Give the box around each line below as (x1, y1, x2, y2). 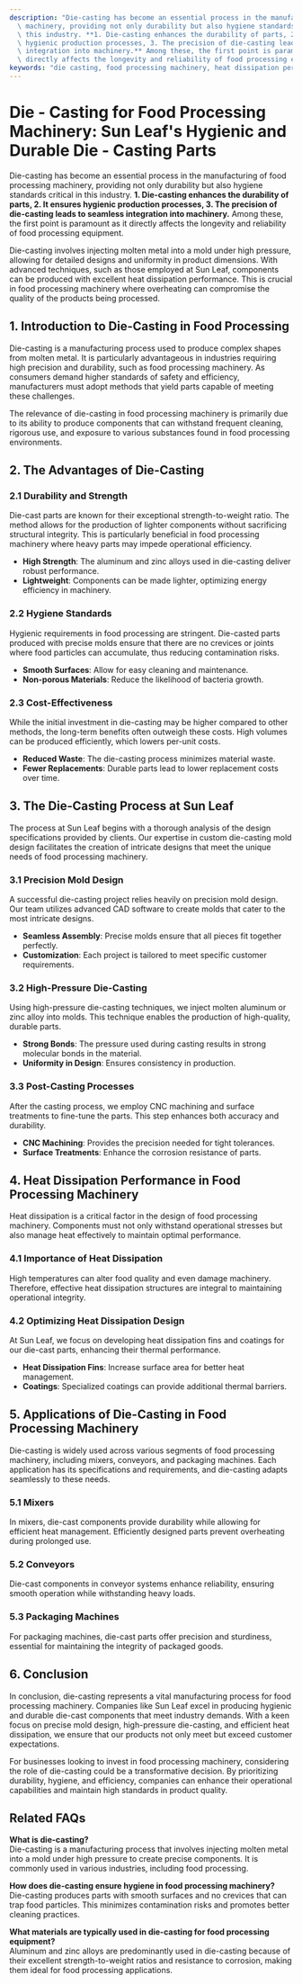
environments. (9, 436, 63, 447)
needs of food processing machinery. (9, 851, 148, 862)
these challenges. (9, 391, 75, 401)
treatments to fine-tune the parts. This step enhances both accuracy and (9, 1110, 280, 1121)
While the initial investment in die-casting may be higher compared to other (9, 716, 289, 727)
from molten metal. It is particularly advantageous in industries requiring (9, 352, 277, 363)
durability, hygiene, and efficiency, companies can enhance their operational (9, 1774, 293, 1786)
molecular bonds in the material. (22, 1048, 142, 1059)
